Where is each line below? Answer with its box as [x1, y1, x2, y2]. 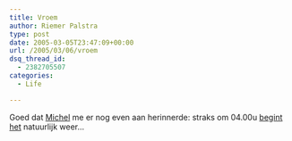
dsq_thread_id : [9, 54, 66, 63]
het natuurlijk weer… [9, 121, 85, 132]
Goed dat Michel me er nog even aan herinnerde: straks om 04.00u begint [9, 112, 283, 122]
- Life [17, 79, 42, 88]
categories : [9, 71, 54, 80]
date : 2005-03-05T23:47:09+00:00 [9, 37, 134, 47]
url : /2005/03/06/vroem [9, 46, 99, 55]
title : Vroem [9, 12, 58, 22]
